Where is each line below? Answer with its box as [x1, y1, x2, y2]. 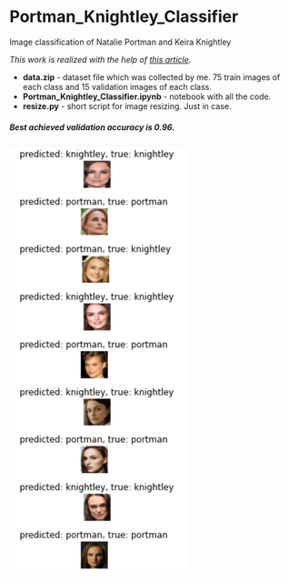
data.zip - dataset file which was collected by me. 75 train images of [22, 71, 281, 83]
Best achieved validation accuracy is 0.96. [9, 121, 175, 133]
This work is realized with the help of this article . [9, 54, 192, 65]
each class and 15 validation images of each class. [22, 81, 212, 92]
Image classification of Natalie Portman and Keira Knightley [9, 36, 232, 47]
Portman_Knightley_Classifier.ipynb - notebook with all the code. [22, 91, 272, 102]
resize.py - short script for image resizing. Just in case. [22, 100, 232, 111]
